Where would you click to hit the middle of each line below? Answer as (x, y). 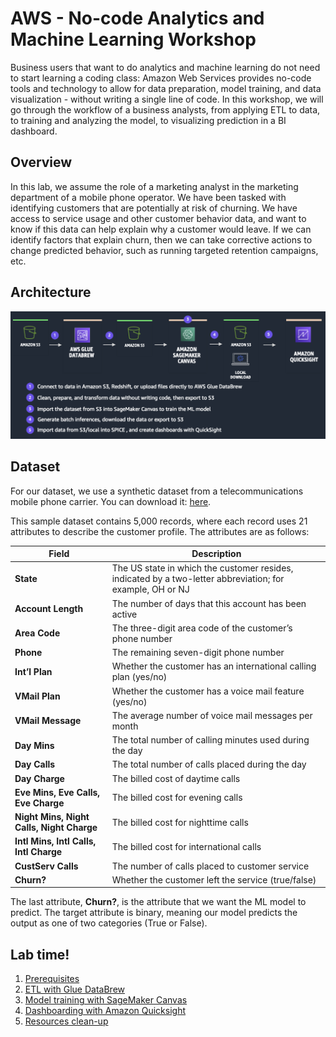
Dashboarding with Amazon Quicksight (105, 1011)
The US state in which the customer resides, (202, 568)
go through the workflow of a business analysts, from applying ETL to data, (165, 109)
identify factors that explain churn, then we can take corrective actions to (161, 239)
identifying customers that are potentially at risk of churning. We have (154, 208)
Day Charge (39, 778)
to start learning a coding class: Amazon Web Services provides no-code (161, 78)
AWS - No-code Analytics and (137, 18)
